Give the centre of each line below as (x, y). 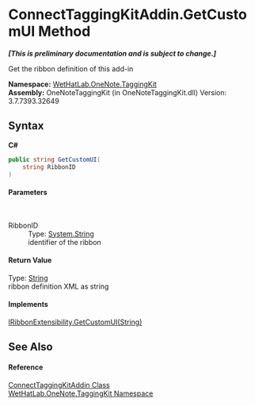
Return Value (30, 260)
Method (65, 31)
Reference (26, 367)
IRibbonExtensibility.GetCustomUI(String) (75, 322)
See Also (30, 347)
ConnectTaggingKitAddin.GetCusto (128, 15)
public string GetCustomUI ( (55, 159)
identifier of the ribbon (65, 242)
